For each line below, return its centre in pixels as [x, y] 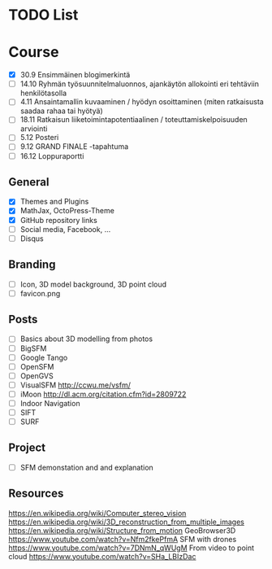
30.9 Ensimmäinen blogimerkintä [75, 75]
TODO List [43, 15]
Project [27, 448]
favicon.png [40, 293]
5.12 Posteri [39, 138]
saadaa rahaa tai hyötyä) [61, 111]
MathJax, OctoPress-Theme [67, 211]
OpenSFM [37, 366]
